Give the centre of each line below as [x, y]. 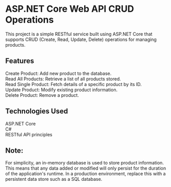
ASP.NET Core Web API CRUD [70, 9]
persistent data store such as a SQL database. [54, 179]
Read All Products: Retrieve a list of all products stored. [63, 79]
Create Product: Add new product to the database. [58, 73]
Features [20, 61]
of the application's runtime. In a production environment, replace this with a [86, 174]
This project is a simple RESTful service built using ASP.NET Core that [79, 34]
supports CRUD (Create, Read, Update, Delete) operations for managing [81, 39]
